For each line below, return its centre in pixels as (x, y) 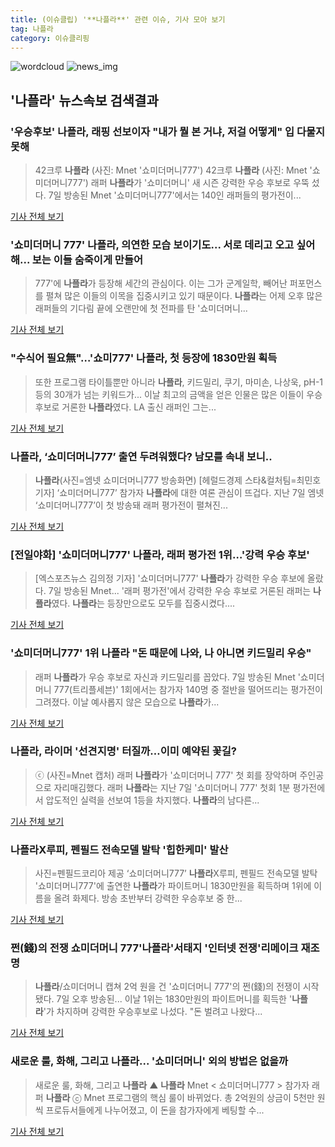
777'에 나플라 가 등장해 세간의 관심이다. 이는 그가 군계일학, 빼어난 (161, 283)
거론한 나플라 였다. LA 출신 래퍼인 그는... (139, 407)
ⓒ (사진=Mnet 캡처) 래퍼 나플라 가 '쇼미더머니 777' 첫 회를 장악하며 (166, 775)
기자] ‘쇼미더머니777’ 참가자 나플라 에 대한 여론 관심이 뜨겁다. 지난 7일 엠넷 (179, 492)
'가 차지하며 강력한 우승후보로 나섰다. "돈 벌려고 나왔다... (153, 1012)
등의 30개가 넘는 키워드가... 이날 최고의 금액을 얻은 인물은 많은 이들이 (169, 394)
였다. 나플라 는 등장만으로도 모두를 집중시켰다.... (143, 603)
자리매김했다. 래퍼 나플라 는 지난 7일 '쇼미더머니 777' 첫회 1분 (172, 787)
